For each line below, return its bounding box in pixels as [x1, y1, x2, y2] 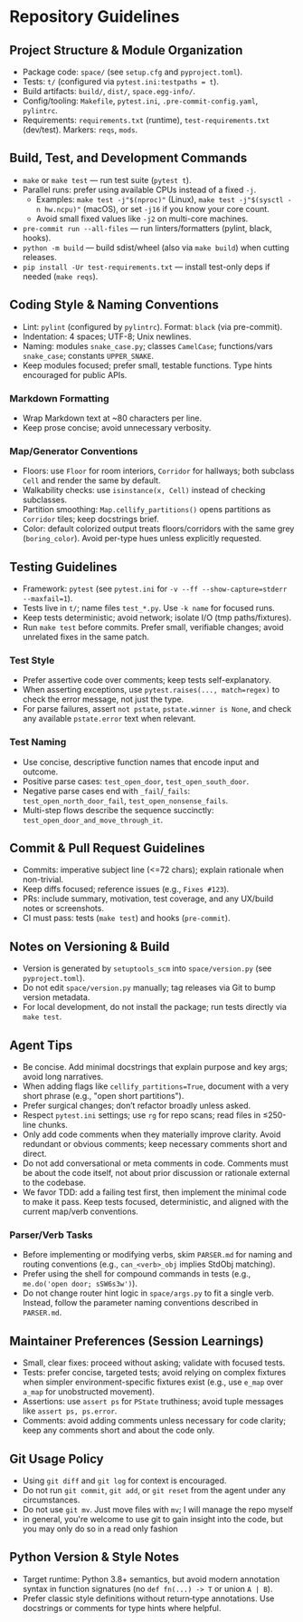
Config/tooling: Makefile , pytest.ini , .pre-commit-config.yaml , [22, 95, 259, 106]
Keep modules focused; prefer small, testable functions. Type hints [22, 360, 273, 371]
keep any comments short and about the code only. [22, 1425, 215, 1436]
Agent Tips [9, 1037, 73, 1053]
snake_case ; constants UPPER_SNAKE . [22, 350, 154, 361]
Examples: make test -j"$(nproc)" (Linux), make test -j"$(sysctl [35, 193, 284, 205]
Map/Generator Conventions [9, 444, 138, 457]
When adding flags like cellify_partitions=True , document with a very [22, 1081, 289, 1092]
